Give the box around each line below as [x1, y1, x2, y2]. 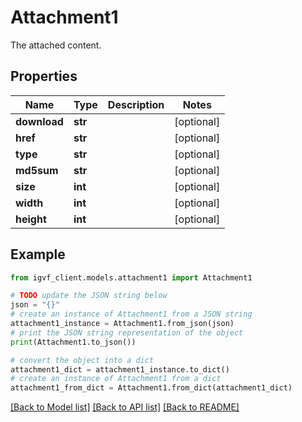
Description [107, 97, 165, 111]
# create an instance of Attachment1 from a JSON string [10, 309, 253, 320]
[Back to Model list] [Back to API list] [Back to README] [10, 401, 240, 413]
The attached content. [10, 39, 102, 51]
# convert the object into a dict [10, 355, 155, 365]
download [15, 114, 64, 128]
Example [10, 246, 66, 263]
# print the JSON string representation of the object [10, 327, 244, 338]
